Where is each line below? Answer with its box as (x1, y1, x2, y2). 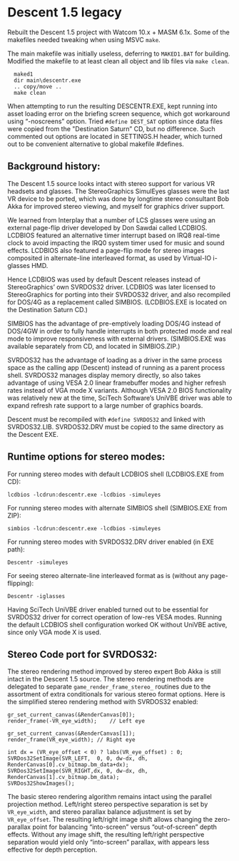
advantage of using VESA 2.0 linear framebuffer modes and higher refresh (7, 378, 226, 387)
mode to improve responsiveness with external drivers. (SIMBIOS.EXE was (7, 334, 226, 343)
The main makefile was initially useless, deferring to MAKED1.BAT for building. (7, 49, 230, 58)
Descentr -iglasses (7, 592, 66, 599)
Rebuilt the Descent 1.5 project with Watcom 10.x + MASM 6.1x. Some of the (7, 28, 230, 36)
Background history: (7, 160, 101, 172)
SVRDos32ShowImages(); (7, 780, 75, 788)
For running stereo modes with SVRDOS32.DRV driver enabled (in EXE (7, 537, 214, 546)
